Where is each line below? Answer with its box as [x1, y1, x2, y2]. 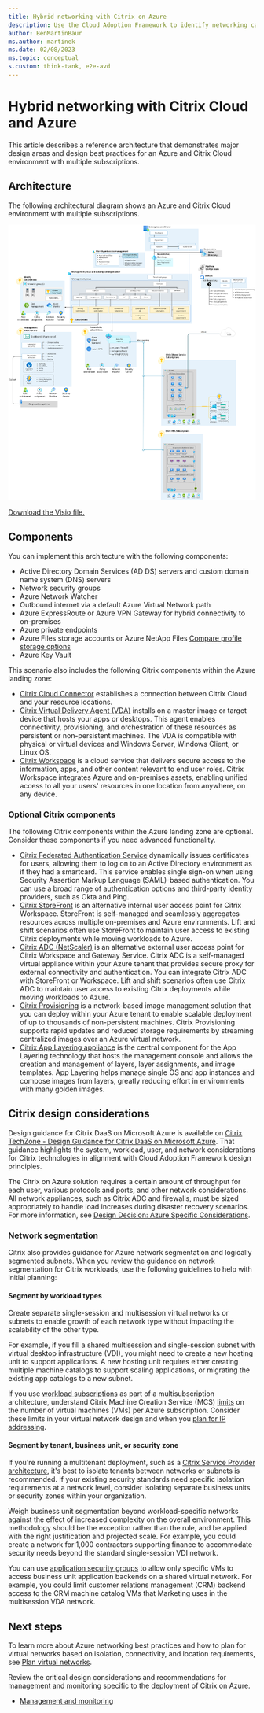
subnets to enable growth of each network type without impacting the [8, 1316, 234, 1326]
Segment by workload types [8, 1290, 102, 1300]
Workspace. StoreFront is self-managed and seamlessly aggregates [19, 909, 240, 918]
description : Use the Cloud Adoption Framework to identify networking [8, 20, 247, 29]
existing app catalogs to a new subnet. [8, 1374, 134, 1383]
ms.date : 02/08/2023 [8, 46, 76, 54]
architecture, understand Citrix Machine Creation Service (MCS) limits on [8, 1397, 245, 1407]
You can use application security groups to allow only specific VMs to [8, 1563, 234, 1573]
